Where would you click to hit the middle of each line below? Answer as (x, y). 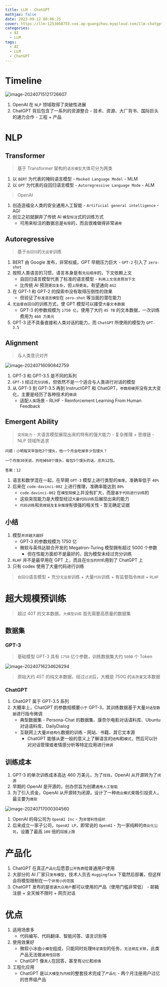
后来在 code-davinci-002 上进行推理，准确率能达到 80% (68, 486)
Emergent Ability (32, 422)
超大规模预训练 (36, 599)
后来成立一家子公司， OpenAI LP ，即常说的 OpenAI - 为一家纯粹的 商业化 (83, 825)
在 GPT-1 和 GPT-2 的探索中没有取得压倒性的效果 (62, 292)
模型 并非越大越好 (28, 535)
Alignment (22, 343)
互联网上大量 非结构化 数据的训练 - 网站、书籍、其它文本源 (77, 732)
